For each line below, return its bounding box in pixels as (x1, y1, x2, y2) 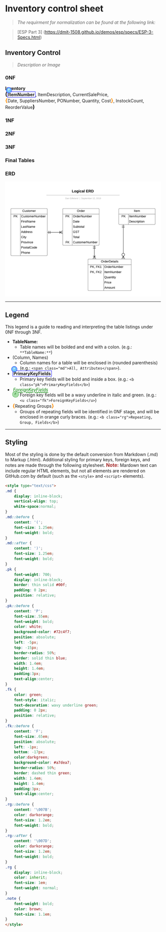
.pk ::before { (5, 603, 35, 608)
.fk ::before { (5, 724, 35, 729)
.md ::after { (5, 541, 32, 546)
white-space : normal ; (14, 504, 56, 509)
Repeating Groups (14, 403, 52, 409)
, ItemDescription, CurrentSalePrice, (35, 92, 109, 98)
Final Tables (5, 157, 35, 164)
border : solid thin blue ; (14, 656, 68, 660)
